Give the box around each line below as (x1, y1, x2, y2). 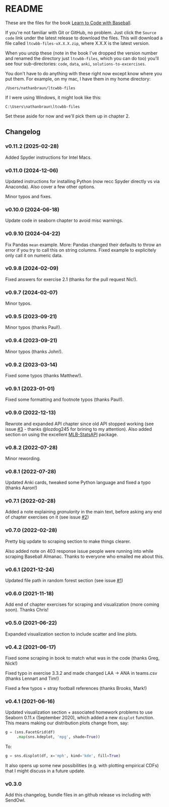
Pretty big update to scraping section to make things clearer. (5, 538, 131, 544)
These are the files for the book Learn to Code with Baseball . (5, 20, 132, 26)
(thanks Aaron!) (5, 485, 38, 491)
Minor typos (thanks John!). (5, 349, 63, 355)
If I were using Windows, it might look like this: (5, 94, 102, 100)
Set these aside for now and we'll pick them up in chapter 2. (5, 113, 130, 119)
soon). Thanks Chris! (5, 607, 49, 613)
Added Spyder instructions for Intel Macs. (5, 154, 92, 160)
